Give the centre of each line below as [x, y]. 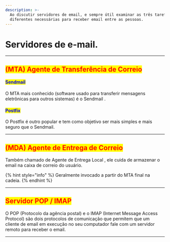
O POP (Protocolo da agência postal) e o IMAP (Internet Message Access [81, 213]
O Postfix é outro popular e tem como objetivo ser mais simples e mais [79, 122]
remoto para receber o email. [36, 229]
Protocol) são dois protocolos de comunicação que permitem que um [78, 219]
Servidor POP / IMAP [38, 201]
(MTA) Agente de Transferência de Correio [74, 69]
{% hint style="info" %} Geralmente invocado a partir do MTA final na [78, 175]
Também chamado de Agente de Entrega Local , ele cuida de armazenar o [83, 159]
